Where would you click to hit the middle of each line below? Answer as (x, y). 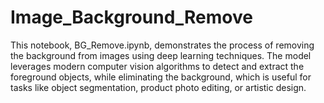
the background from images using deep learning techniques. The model (161, 55)
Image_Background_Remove (131, 17)
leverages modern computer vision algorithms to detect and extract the (157, 66)
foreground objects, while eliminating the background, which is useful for (161, 77)
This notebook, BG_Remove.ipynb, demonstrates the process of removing (162, 45)
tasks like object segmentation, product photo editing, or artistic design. (158, 87)
